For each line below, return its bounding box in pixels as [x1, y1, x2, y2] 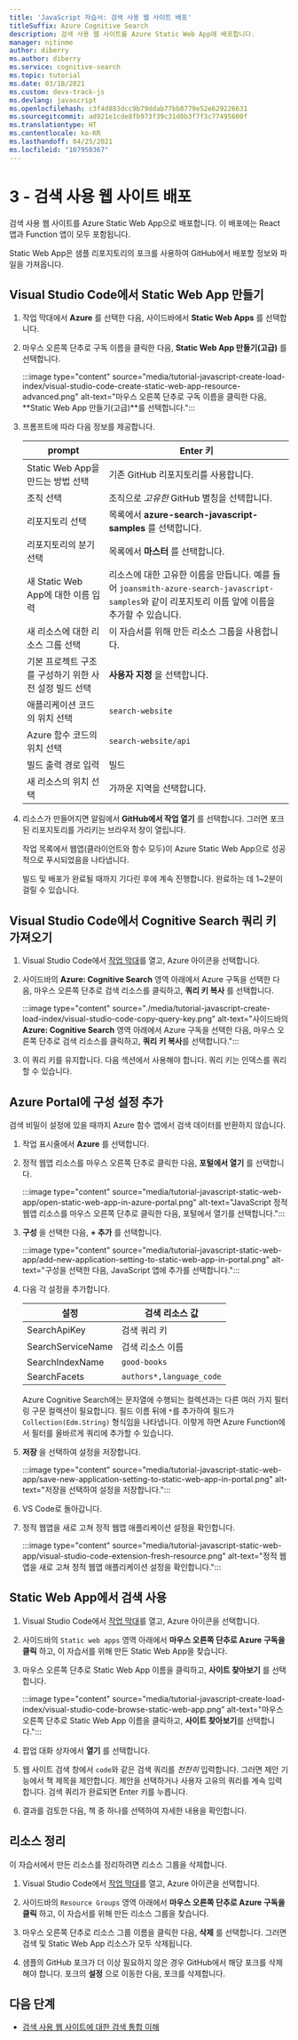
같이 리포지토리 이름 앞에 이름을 [150, 595, 276, 608]
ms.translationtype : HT [9, 121, 98, 130]
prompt [47, 444, 80, 456]
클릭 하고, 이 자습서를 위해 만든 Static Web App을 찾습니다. [21, 1645, 228, 1656]
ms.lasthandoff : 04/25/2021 [9, 137, 114, 146]
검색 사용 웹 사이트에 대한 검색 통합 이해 [21, 2021, 160, 2033]
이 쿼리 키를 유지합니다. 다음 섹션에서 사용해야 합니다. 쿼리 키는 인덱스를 [21, 1055, 271, 1066]
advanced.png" [21, 391, 79, 402]
